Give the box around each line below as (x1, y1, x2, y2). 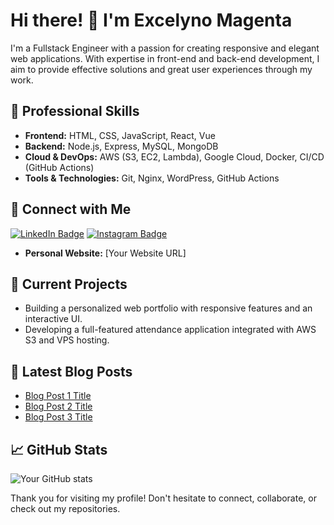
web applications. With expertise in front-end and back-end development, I (10, 52, 320, 64)
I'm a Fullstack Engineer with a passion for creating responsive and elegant (10, 42, 320, 54)
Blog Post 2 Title (24, 400, 93, 413)
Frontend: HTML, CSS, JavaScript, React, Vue (24, 129, 216, 141)
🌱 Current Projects (10, 275, 128, 293)
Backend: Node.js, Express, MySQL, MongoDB (24, 140, 219, 152)
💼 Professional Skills (10, 103, 140, 120)
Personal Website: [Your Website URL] (24, 247, 187, 259)
